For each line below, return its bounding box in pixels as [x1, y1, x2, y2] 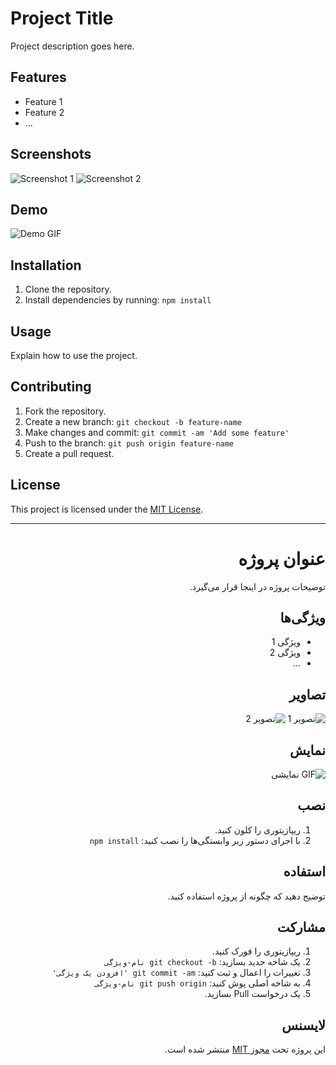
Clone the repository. [24, 283, 112, 296]
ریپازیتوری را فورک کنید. [211, 945, 301, 957]
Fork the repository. [24, 405, 107, 417]
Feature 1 [24, 95, 63, 107]
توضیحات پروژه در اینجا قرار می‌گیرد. [189, 580, 326, 592]
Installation [10, 257, 82, 274]
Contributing [10, 378, 92, 396]
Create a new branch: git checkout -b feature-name [24, 415, 242, 427]
